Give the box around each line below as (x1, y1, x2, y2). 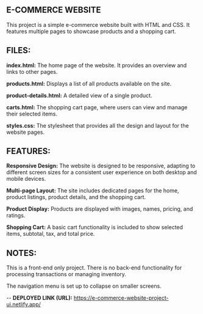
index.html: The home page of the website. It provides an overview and (6, 61, 187, 69)
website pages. (6, 128, 45, 136)
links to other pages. (6, 68, 58, 75)
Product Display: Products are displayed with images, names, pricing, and (6, 205, 193, 213)
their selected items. (6, 110, 58, 117)
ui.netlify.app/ (6, 301, 41, 308)
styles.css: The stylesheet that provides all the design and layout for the (6, 122, 189, 129)
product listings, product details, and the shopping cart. (6, 194, 146, 201)
